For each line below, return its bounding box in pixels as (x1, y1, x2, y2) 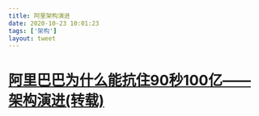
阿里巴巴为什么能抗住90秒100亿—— (8, 72, 251, 89)
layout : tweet (8, 34, 57, 43)
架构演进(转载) (8, 92, 105, 110)
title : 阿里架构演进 (8, 11, 70, 20)
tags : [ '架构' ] (8, 27, 57, 35)
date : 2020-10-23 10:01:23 (8, 19, 100, 27)
